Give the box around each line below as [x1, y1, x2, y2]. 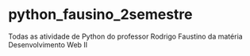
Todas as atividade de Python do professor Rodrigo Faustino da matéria [8, 32, 244, 41]
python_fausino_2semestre [8, 6, 193, 24]
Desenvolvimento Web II [8, 39, 88, 49]
